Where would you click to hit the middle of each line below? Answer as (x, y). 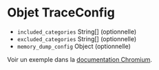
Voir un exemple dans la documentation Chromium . (80, 59)
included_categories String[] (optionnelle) (77, 32)
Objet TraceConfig (61, 13)
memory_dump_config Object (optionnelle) (74, 46)
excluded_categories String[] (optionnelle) (77, 38)
